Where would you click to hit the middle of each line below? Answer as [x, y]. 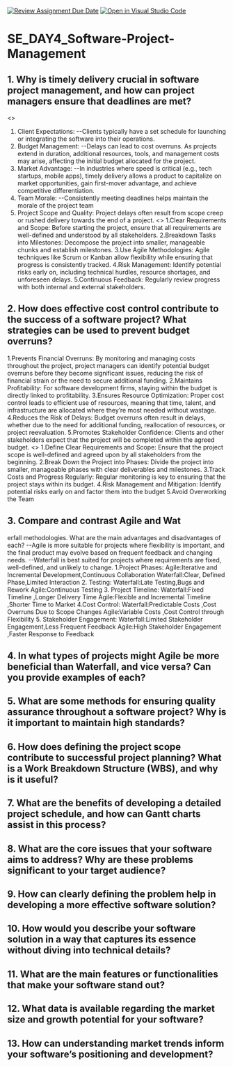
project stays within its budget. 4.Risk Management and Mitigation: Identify [114, 484]
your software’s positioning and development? [110, 1054]
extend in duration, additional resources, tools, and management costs [118, 154]
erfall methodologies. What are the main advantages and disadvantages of [114, 537]
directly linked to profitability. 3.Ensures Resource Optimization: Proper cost [115, 395]
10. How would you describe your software [102, 929]
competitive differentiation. [56, 191]
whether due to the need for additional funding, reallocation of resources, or [116, 424]
